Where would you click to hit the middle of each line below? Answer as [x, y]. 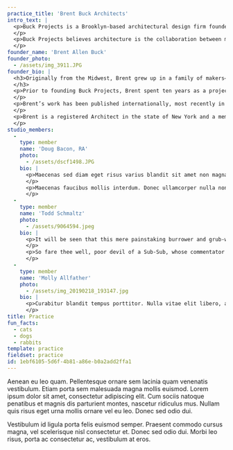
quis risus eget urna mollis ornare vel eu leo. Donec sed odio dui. [100, 410]
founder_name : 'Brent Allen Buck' [57, 53]
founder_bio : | [29, 71]
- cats [23, 329]
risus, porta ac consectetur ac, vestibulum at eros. [79, 439]
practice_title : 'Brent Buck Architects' [68, 14]
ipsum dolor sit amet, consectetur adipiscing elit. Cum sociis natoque [106, 396]
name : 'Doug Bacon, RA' [54, 149]
